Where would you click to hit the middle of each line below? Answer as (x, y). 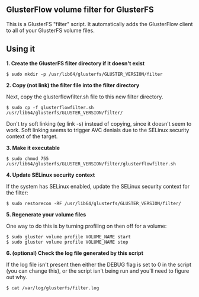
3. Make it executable (33, 148)
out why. (17, 277)
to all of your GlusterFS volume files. (50, 30)
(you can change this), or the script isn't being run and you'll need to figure (98, 271)
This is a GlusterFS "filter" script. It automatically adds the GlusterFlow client (99, 24)
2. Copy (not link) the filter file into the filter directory (73, 85)
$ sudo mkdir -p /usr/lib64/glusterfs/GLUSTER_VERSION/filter (84, 74)
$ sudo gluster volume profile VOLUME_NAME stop (67, 242)
